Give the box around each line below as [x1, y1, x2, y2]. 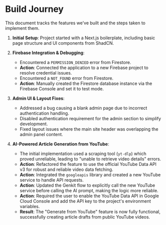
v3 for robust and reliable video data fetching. [19, 166, 113, 172]
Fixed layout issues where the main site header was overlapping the [19, 126, 159, 132]
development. [19, 121, 48, 127]
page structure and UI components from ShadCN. [12, 40, 114, 46]
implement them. [5, 25, 40, 31]
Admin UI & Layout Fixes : [12, 95, 65, 101]
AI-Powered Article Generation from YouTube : [12, 141, 110, 147]
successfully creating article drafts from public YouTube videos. [19, 214, 150, 220]
